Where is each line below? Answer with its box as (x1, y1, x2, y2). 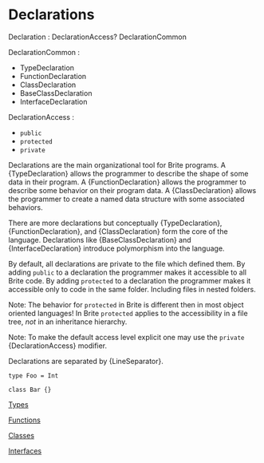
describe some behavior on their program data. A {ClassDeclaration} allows (8, 185, 257, 195)
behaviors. (8, 202, 44, 212)
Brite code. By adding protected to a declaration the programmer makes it (8, 275, 251, 285)
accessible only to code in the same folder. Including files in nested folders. (8, 284, 257, 294)
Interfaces (8, 445, 42, 456)
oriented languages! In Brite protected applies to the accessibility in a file (8, 308, 249, 318)
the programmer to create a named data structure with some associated (8, 194, 245, 204)
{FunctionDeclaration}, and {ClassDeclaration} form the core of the (8, 226, 229, 236)
